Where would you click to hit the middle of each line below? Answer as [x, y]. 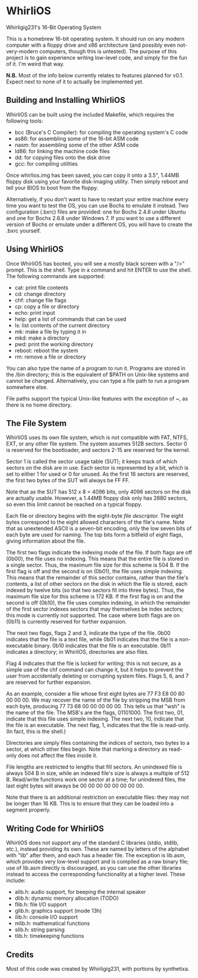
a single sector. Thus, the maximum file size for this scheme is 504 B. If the [98, 565]
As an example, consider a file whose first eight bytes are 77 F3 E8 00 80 [95, 694]
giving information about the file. [46, 541]
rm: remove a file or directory [50, 357]
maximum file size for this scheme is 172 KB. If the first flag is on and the [95, 596]
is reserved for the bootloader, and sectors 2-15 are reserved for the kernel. [98, 450]
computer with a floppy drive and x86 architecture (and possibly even [91, 45]
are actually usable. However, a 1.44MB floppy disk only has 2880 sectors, [97, 498]
